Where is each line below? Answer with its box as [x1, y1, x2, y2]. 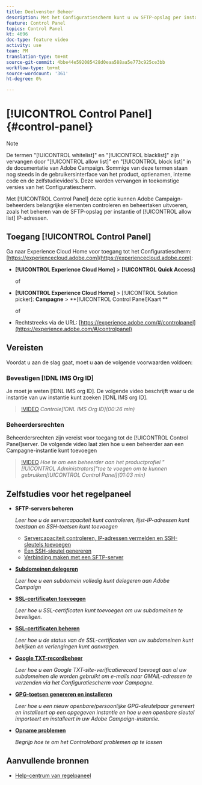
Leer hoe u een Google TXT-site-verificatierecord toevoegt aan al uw [14, 666, 187, 674]
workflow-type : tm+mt [6, 64, 61, 71]
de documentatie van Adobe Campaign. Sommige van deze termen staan [6, 164, 188, 172]
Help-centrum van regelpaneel [14, 772, 91, 779]
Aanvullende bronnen [6, 756, 89, 766]
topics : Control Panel [6, 25, 63, 32]
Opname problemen [14, 727, 66, 734]
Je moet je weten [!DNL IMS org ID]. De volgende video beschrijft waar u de [6, 387, 194, 394]
